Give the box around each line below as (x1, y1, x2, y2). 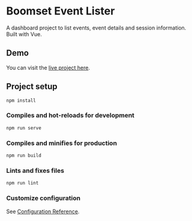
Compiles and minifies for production (6, 139, 117, 147)
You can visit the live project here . (6, 64, 91, 71)
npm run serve (6, 125, 42, 131)
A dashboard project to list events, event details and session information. (6, 24, 187, 31)
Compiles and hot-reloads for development (6, 111, 135, 120)
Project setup (6, 81, 58, 92)
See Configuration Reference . (6, 208, 80, 215)
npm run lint (6, 180, 39, 186)
